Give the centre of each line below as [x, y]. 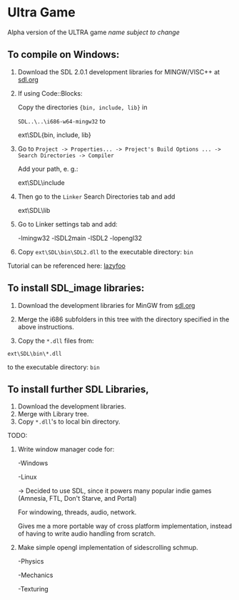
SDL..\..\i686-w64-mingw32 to [61, 121]
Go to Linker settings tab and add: [67, 224]
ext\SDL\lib [34, 210]
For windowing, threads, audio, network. [77, 512]
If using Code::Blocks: [50, 93]
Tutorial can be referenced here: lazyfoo [67, 266]
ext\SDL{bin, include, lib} [54, 135]
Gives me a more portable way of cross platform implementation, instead [125, 526]
